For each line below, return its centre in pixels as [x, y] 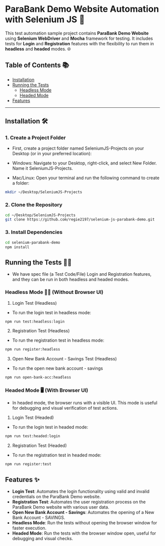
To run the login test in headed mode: [50, 427]
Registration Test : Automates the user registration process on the [79, 502]
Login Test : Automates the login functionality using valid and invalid [81, 491]
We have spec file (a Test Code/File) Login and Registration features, [82, 274]
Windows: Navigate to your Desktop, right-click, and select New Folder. [84, 163]
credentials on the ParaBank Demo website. [56, 497]
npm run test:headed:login [33, 436]
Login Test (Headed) [33, 418]
